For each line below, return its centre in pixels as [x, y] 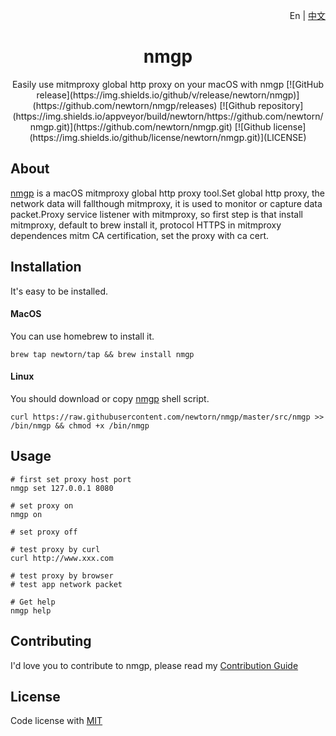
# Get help [33, 602]
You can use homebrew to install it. [82, 336]
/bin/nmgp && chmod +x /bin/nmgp [80, 425]
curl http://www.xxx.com [62, 558]
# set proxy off [44, 532]
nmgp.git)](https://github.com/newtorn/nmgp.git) [131, 126]
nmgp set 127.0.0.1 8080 [62, 488]
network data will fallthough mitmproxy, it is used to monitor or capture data [166, 203]
